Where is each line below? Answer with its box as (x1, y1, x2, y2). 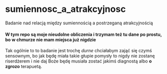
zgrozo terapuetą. (5, 64, 42, 70)
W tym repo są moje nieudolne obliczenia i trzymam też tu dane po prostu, (5, 31, 162, 37)
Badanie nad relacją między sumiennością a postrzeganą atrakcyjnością (5, 20, 153, 26)
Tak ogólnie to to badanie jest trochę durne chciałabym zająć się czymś (5, 48, 152, 54)
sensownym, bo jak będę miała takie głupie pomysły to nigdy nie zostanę (5, 53, 155, 59)
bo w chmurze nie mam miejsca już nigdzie (5, 36, 96, 43)
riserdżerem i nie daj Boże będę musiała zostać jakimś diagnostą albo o (5, 58, 152, 64)
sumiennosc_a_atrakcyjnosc (5, 3, 126, 15)
